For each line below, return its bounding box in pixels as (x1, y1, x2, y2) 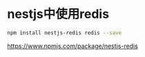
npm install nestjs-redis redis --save (7, 29, 122, 36)
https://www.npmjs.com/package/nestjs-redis (7, 42, 138, 50)
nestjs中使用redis (7, 6, 109, 22)
